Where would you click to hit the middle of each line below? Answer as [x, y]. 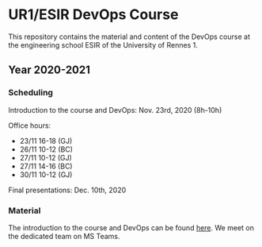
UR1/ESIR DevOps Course [93, 15]
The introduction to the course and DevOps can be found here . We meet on [131, 227]
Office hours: [30, 125]
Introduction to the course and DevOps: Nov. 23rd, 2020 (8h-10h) [115, 110]
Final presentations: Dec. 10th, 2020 [67, 190]
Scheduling [31, 93]
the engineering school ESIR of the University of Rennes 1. [103, 44]
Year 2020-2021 [49, 70]
